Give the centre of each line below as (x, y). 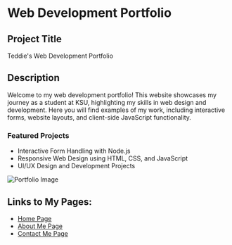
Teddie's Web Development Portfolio (60, 56)
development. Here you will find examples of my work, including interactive (116, 110)
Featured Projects (38, 135)
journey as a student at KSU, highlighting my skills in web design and (107, 102)
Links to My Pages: (50, 202)
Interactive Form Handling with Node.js (74, 151)
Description (33, 78)
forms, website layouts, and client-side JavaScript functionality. (99, 117)
